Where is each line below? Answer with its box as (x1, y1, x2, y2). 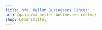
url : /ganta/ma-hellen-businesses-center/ (5, 12, 97, 17)
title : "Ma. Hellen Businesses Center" (5, 7, 90, 13)
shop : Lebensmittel (5, 17, 47, 22)
